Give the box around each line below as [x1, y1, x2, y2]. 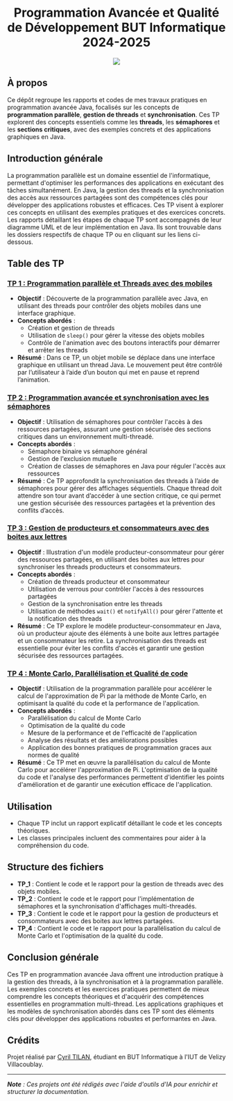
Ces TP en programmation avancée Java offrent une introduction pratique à [7, 970, 224, 978]
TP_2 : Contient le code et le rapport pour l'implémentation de [17, 895, 195, 903]
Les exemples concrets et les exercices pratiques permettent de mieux [7, 985, 209, 993]
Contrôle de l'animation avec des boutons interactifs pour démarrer [27, 339, 221, 347]
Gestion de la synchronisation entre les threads [27, 599, 163, 607]
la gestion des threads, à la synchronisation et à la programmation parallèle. [7, 977, 224, 986]
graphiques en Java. [7, 132, 66, 140]
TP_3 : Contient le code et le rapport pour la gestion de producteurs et [17, 909, 218, 917]
